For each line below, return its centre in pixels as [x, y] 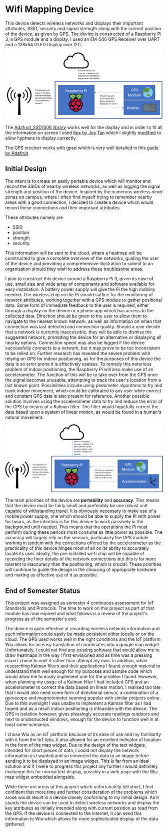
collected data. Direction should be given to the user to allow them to [76, 316]
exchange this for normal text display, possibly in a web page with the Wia [81, 772]
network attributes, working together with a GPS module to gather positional [84, 300]
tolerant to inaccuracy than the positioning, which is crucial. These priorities [83, 564]
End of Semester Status [43, 591]
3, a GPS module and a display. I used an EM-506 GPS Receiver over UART [82, 39]
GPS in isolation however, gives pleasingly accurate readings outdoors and [82, 714]
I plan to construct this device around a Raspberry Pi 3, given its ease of [79, 278]
